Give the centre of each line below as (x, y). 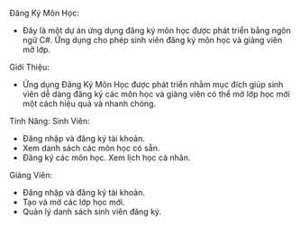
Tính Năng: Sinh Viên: (50, 121)
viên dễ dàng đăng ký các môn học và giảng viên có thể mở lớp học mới (156, 94)
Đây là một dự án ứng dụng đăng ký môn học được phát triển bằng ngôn (156, 30)
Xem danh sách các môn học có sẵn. (91, 148)
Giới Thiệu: (29, 67)
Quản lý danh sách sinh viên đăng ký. (92, 212)
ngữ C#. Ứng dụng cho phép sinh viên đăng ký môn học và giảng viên (152, 40)
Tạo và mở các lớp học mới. (73, 202)
